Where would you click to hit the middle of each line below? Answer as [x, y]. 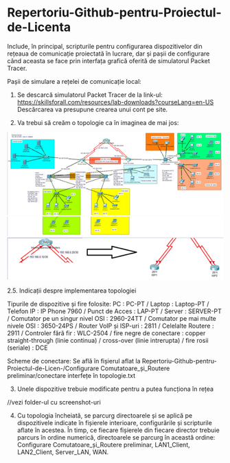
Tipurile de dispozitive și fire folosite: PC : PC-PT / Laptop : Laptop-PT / [108, 304]
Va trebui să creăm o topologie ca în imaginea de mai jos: [98, 122]
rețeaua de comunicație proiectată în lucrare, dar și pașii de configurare [108, 54]
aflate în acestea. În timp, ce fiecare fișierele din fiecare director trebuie [118, 430]
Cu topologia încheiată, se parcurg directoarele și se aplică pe [105, 415]
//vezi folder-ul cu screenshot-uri [54, 402]
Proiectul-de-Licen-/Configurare [53, 368]
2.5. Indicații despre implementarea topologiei [72, 291]
